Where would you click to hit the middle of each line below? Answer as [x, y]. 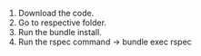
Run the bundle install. [60, 32]
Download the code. [56, 13]
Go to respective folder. [62, 23]
